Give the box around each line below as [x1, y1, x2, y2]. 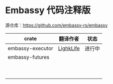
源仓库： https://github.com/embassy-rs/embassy [5, 22, 108, 28]
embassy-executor [8, 45, 54, 52]
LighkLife [58, 45, 80, 52]
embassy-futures [8, 53, 50, 60]
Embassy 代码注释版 [5, 5, 91, 16]
